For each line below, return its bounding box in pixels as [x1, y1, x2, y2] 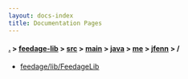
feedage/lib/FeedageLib [19, 61, 100, 71]
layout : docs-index [8, 11, 74, 20]
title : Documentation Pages [8, 19, 103, 27]
